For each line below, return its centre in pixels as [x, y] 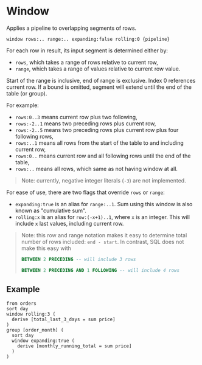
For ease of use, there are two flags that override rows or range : [86, 192]
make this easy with [46, 248]
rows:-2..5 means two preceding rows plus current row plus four [97, 130]
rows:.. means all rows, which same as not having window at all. [96, 169]
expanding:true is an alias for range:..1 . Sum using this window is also [104, 204]
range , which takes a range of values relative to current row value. [98, 69]
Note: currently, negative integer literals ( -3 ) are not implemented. [104, 180]
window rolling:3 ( [31, 314]
